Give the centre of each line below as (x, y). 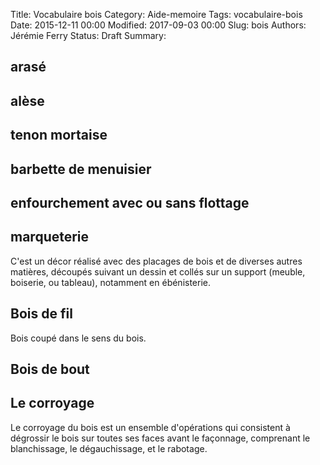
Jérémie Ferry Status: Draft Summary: (88, 35)
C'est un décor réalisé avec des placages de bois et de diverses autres (156, 261)
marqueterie (50, 237)
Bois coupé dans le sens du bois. (78, 338)
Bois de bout (50, 369)
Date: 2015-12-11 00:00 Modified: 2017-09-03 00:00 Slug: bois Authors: (158, 25)
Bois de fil (41, 314)
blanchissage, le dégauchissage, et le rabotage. (109, 448)
